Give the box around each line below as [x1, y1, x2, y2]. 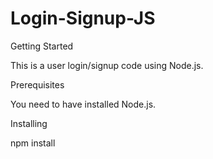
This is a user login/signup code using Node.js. [10, 59, 204, 71]
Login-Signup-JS [10, 7, 156, 30]
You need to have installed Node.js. [10, 98, 157, 110]
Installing [10, 117, 48, 129]
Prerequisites [10, 78, 65, 91]
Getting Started [10, 40, 74, 52]
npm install [10, 137, 56, 149]
